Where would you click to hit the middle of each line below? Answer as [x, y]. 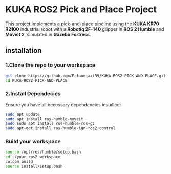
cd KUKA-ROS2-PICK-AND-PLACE [36, 80]
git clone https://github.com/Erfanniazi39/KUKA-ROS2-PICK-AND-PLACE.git [86, 76]
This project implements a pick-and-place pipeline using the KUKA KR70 [82, 24]
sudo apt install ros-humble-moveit [44, 119]
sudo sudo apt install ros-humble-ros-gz [50, 124]
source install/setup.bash [34, 167]
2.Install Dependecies [33, 94]
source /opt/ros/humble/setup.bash [43, 152]
